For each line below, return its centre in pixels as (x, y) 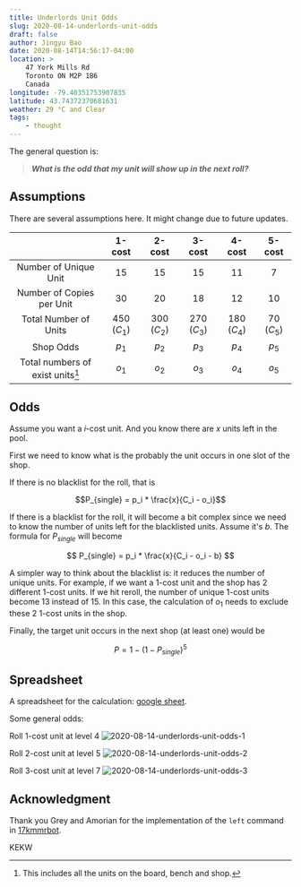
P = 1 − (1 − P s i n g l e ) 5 (150, 650)
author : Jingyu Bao (46, 43)
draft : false (34, 34)
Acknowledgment (60, 799)
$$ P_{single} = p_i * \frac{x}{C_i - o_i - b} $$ (150, 555)
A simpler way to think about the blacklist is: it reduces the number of (138, 573)
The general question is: (54, 151)
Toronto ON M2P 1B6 (62, 76)
